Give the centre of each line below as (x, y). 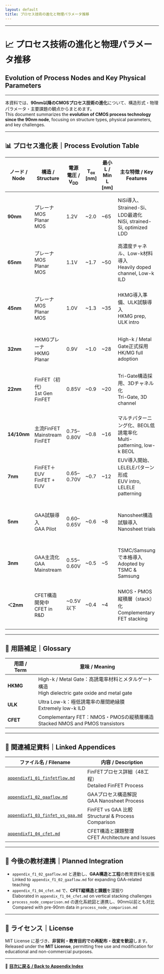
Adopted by (131, 564)
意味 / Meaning (97, 667)
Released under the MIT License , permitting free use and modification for (79, 947)
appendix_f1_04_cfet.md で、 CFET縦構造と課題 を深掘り (68, 890)
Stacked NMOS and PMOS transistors (82, 723)
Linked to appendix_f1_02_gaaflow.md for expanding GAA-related (77, 879)
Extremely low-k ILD (62, 708)
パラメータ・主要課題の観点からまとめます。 (50, 108)
